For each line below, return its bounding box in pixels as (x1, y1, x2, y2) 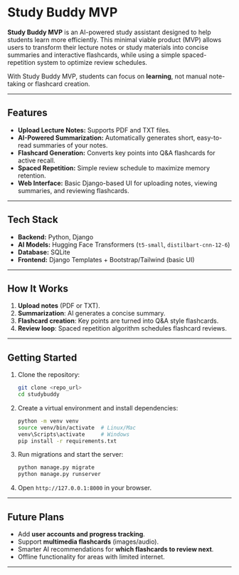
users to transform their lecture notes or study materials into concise (7, 43, 208, 51)
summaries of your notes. (33, 140, 108, 150)
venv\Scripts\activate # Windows (17, 430, 130, 438)
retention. (17, 171, 46, 180)
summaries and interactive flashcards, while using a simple (7, 51, 181, 59)
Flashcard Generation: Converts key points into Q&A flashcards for (17, 148, 216, 157)
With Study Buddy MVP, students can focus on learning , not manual (7, 72, 208, 81)
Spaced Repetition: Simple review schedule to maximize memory (17, 163, 211, 172)
